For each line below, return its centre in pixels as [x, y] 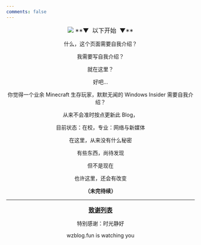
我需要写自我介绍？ [100, 56]
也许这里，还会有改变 [100, 178]
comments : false [26, 12]
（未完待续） [100, 191]
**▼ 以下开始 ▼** [104, 30]
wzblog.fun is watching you [100, 235]
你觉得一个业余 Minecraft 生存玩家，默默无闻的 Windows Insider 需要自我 [98, 94]
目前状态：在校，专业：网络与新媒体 [100, 127]
